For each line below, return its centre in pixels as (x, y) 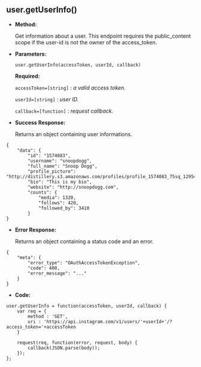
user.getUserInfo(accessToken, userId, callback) (78, 65)
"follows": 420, (58, 203)
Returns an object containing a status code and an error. (84, 241)
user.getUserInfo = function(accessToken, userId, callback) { (87, 306)
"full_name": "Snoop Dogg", (63, 166)
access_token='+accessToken (41, 327)
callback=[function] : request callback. (64, 111)
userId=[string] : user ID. (47, 99)
